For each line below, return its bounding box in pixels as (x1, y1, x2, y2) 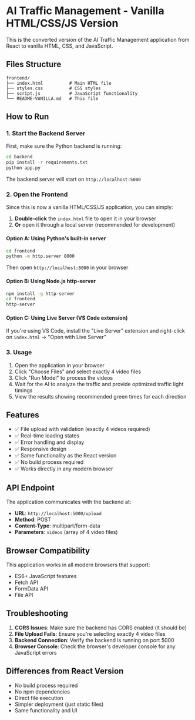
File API (14, 592, 33, 599)
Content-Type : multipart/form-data (14, 522, 101, 529)
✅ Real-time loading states (14, 432, 80, 439)
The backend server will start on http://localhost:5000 (6, 175, 141, 183)
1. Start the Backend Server (6, 130, 86, 138)
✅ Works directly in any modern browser (14, 465, 113, 472)
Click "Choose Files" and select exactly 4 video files (14, 368, 142, 375)
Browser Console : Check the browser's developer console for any (14, 643, 176, 650)
